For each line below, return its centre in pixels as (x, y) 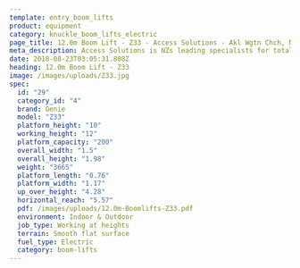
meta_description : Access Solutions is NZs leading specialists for (139, 51)
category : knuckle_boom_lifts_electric (83, 34)
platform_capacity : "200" (66, 142)
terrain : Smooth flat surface (73, 233)
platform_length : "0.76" (63, 175)
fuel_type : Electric (55, 242)
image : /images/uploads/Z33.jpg (69, 76)
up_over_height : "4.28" (61, 192)
